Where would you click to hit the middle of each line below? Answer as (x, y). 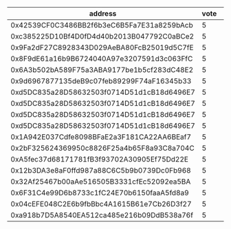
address (103, 13)
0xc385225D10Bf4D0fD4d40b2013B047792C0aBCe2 (102, 36)
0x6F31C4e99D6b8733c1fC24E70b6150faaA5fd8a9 (100, 193)
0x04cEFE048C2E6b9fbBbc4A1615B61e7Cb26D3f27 (101, 204)
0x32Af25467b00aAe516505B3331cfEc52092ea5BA (101, 182)
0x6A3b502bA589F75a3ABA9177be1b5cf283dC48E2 (102, 70)
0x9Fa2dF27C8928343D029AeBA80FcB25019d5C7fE (102, 47)
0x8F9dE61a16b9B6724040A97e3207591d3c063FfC (102, 59)
